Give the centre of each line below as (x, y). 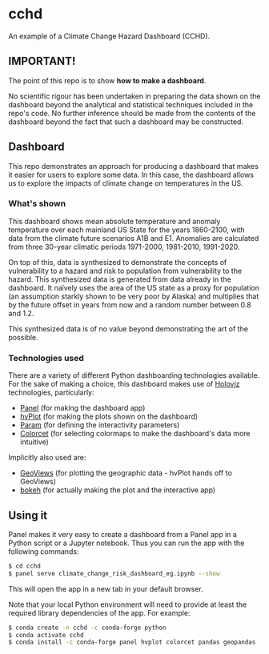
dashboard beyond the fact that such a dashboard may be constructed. (126, 122)
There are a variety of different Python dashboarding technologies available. (134, 375)
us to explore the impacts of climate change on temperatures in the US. (126, 183)
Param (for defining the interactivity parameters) (100, 425)
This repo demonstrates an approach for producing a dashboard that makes (133, 166)
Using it (28, 515)
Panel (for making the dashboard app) (82, 408)
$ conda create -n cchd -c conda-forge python (87, 628)
